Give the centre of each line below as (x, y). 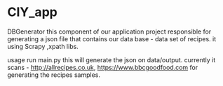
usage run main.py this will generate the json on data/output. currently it (111, 59)
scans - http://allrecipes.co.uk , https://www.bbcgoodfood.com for (103, 67)
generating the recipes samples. (54, 75)
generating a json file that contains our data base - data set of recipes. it (112, 38)
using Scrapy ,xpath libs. (43, 46)
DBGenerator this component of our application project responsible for (109, 31)
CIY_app (32, 12)
